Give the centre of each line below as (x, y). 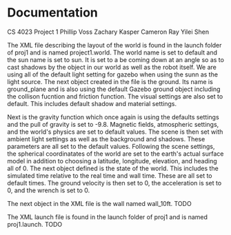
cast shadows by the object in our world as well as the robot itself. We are (112, 67)
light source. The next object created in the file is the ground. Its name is (110, 81)
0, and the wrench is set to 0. (49, 190)
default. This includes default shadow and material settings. (92, 103)
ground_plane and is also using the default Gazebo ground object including (114, 89)
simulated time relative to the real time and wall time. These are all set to (110, 175)
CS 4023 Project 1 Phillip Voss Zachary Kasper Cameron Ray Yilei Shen (108, 32)
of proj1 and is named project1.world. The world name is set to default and (112, 52)
